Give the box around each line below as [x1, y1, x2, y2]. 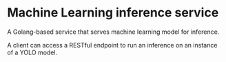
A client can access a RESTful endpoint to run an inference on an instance [7, 41, 218, 49]
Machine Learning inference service [7, 5, 219, 21]
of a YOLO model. [7, 48, 58, 56]
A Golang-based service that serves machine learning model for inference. [7, 28, 220, 36]
